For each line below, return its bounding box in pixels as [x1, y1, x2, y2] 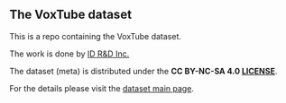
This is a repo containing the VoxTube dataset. [9, 30, 182, 41]
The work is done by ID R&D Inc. [9, 48, 130, 59]
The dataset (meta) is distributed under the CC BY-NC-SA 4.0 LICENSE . [9, 65, 278, 76]
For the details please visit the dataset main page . [9, 82, 194, 93]
